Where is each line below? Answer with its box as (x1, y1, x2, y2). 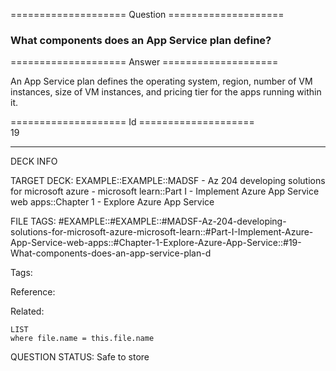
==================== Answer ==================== (10, 56, 279, 68)
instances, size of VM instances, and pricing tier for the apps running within (10, 86, 322, 98)
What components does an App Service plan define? (10, 33, 272, 47)
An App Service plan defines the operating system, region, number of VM (10, 75, 313, 88)
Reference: (10, 286, 56, 298)
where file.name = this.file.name (10, 334, 155, 344)
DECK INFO (10, 155, 58, 168)
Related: (10, 305, 45, 318)
